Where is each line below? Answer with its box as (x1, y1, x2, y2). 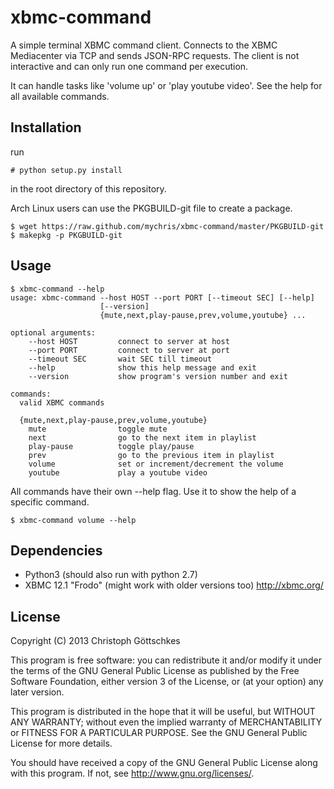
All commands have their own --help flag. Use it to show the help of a (10, 485, 297, 497)
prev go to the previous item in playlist (28, 450, 275, 460)
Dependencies (10, 542, 103, 559)
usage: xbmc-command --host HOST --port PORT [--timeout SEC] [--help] (10, 292, 315, 303)
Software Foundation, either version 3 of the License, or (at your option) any (10, 676, 324, 688)
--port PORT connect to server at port (28, 345, 230, 355)
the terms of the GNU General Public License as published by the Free (10, 665, 300, 677)
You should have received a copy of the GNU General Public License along (10, 757, 318, 769)
